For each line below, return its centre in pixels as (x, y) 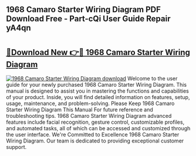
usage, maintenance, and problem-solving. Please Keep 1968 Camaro (90, 103)
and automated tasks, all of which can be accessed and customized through (98, 128)
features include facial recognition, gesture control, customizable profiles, (95, 122)
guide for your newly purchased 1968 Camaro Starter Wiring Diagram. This (96, 85)
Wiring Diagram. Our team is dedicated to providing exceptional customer (95, 141)
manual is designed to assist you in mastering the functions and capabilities (97, 91)
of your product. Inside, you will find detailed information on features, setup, (98, 97)
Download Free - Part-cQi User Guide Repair (88, 19)
